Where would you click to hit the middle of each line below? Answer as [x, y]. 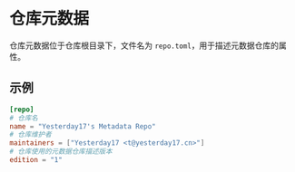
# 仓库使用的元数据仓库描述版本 [61, 152]
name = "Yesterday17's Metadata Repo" [83, 126]
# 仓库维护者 [30, 135]
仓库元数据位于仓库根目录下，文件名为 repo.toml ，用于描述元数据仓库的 [144, 45]
